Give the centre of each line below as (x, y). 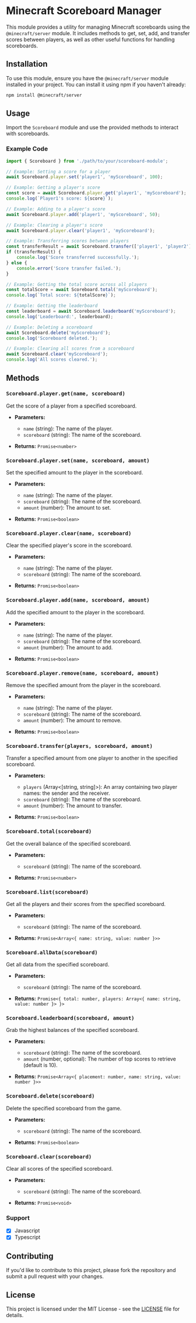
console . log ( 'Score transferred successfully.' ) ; (78, 258)
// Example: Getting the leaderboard (52, 306)
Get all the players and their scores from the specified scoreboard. (86, 904)
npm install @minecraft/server (44, 95)
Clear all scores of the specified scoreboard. (60, 1169)
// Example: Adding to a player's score (56, 209)
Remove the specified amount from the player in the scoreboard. (84, 685)
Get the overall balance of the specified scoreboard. (69, 843)
